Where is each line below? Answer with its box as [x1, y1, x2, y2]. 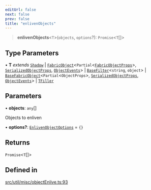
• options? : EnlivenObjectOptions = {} [5, 124, 84, 130]
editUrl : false [5, 7, 36, 12]
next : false [5, 12, 30, 17]
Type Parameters [5, 49, 59, 57]
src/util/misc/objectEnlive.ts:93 [5, 179, 68, 185]
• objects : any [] [5, 105, 37, 111]
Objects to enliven [5, 114, 42, 120]
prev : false [5, 16, 30, 21]
